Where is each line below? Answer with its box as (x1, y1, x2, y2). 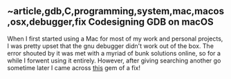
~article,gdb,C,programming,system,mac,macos (7, 5, 225, 17)
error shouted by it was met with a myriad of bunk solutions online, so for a (7, 49, 221, 57)
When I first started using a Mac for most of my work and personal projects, (7, 34, 223, 43)
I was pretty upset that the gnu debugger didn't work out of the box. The (7, 41, 214, 50)
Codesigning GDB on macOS (88, 16, 214, 28)
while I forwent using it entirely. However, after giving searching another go (7, 56, 221, 65)
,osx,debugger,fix (7, 16, 86, 28)
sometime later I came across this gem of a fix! (7, 63, 140, 71)
